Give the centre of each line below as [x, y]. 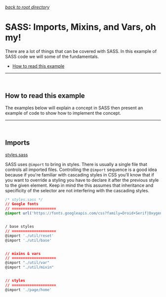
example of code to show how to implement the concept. [63, 113]
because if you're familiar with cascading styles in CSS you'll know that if [80, 174]
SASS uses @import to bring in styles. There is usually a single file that [76, 164]
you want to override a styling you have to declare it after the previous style [82, 180]
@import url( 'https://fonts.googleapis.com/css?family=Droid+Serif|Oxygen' [85, 213]
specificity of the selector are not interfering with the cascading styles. [77, 190]
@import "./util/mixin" [30, 267]
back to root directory [27, 7]
